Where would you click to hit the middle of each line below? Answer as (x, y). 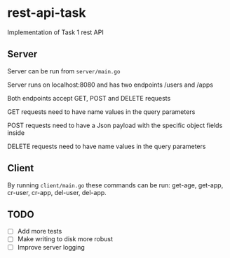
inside (16, 132)
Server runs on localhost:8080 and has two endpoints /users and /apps (110, 85)
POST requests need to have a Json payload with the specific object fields (115, 125)
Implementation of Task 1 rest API (55, 32)
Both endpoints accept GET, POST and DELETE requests (89, 98)
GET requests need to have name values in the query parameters (101, 112)
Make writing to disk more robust (65, 239)
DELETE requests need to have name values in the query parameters (107, 146)
